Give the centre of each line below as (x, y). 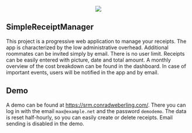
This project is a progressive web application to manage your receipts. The (96, 41)
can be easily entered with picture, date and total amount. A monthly (89, 60)
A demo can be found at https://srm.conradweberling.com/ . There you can (96, 105)
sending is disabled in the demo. (45, 124)
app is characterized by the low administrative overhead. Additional (87, 47)
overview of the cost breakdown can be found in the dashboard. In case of (96, 66)
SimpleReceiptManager (50, 27)
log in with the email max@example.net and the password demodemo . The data (96, 111)
